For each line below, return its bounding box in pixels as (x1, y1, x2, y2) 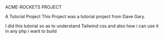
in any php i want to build (5, 28, 57, 34)
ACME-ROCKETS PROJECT (5, 4, 62, 10)
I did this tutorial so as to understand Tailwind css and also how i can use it (5, 23, 159, 29)
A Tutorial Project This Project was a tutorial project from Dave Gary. (5, 14, 146, 19)
